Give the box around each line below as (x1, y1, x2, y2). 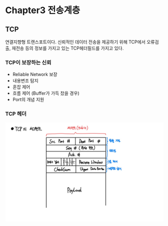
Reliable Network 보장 (12, 71, 58, 78)
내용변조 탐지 (12, 78, 39, 84)
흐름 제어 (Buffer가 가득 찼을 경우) (12, 90, 79, 96)
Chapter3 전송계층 (5, 5, 80, 16)
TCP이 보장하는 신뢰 (5, 59, 52, 66)
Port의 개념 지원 (12, 97, 44, 103)
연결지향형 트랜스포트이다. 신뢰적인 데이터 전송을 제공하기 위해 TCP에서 (5, 39, 146, 45)
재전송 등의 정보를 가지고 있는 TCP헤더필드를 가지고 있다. (12, 45, 124, 51)
